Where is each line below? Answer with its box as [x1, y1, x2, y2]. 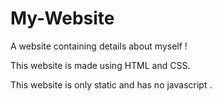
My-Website [10, 7, 115, 30]
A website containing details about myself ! [10, 40, 188, 52]
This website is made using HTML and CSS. [10, 59, 191, 71]
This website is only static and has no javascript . [10, 78, 213, 91]
